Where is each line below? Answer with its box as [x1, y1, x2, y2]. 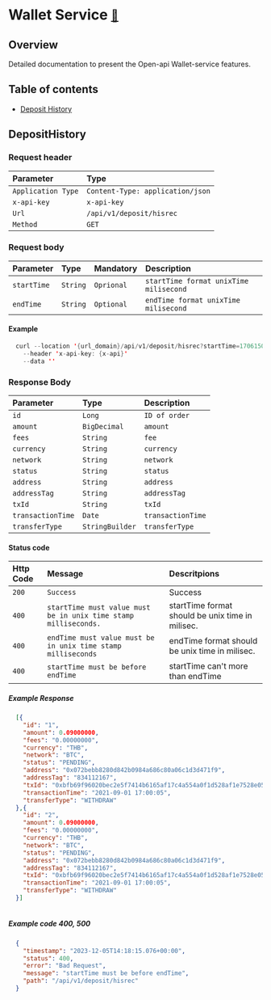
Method [12, 220, 38, 229]
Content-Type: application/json [85, 186, 211, 196]
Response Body [8, 376, 71, 387]
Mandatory [94, 263, 138, 274]
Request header [8, 152, 73, 163]
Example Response [8, 693, 74, 703]
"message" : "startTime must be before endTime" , [23, 969, 190, 977]
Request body [8, 242, 65, 253]
